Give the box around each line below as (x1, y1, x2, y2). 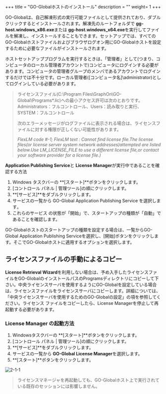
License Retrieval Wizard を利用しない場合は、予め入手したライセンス (5, 269, 149, 275)
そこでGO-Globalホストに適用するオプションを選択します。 (13, 239, 135, 245)
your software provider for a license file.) (17, 152, 101, 158)
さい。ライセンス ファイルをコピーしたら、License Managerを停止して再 (9, 300, 159, 306)
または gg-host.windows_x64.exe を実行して (54, 27, 147, 33)
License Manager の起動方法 (5, 320, 74, 327)
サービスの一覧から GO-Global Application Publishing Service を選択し (12, 198, 157, 204)
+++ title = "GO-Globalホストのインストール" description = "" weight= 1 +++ (5, 4, 161, 9)
